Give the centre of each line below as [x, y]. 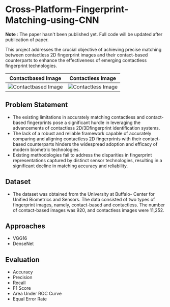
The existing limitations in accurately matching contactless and [79, 117]
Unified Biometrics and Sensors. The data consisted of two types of [84, 199]
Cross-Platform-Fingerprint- [67, 9]
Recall [19, 283]
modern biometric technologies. [46, 149]
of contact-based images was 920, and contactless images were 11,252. [88, 210]
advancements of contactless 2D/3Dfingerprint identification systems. [86, 128]
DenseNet [23, 244]
